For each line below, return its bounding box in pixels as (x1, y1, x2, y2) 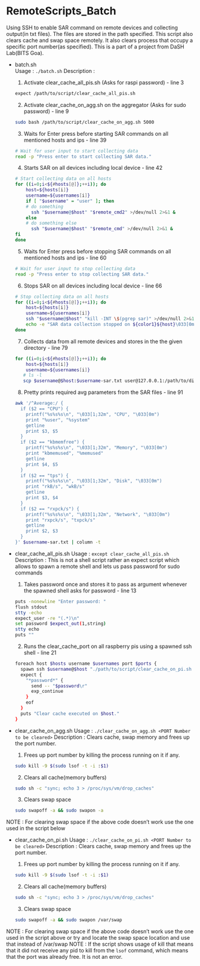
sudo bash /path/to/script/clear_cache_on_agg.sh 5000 (14, 119, 155, 125)
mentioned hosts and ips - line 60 (23, 254, 107, 261)
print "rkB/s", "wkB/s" (26, 484, 85, 490)
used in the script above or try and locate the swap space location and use (6, 934, 190, 941)
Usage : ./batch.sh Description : (14, 67, 96, 74)
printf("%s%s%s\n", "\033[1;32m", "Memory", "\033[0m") (26, 445, 168, 451)
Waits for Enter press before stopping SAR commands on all (23, 247, 171, 255)
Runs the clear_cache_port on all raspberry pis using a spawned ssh (23, 643, 192, 650)
